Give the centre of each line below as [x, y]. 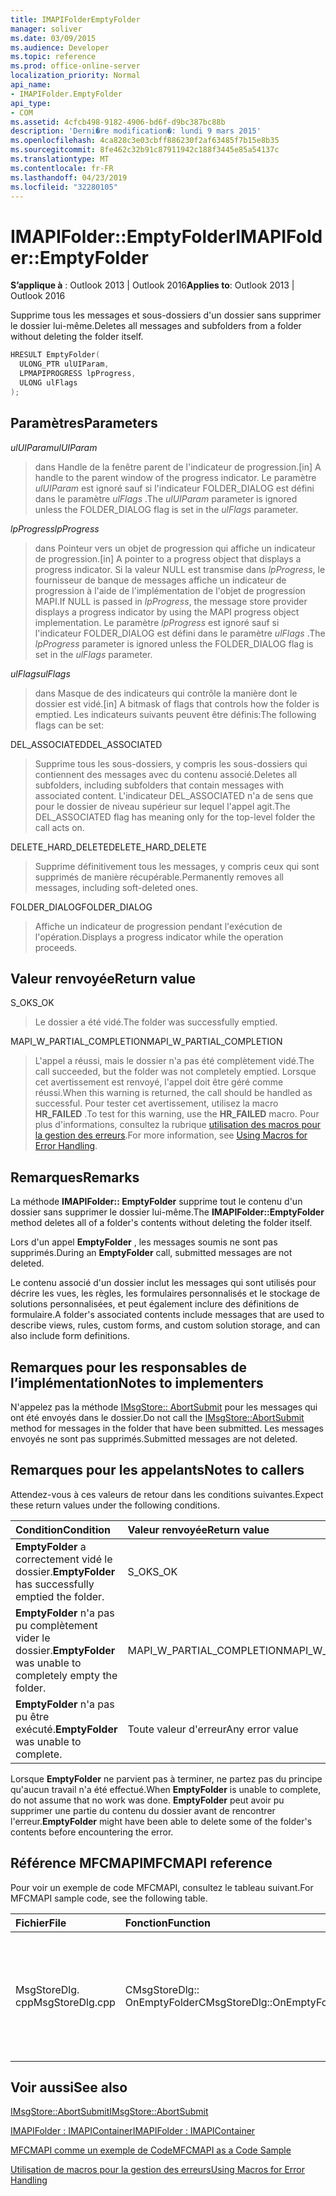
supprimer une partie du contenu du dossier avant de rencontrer [143, 1810]
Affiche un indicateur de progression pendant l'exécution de [158, 926]
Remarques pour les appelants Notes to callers [157, 1470]
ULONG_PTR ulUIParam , [64, 364]
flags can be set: [69, 725]
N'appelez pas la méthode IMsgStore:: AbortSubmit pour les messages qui [164, 1407]
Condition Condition [63, 1529]
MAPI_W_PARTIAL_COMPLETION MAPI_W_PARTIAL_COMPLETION [146, 1042]
